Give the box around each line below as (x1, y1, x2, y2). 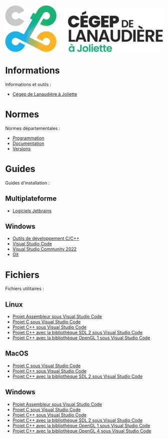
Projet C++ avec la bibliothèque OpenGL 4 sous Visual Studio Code (12, 427, 151, 434)
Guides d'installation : (5, 180, 50, 186)
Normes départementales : (5, 125, 60, 131)
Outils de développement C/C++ (12, 235, 79, 241)
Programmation (12, 135, 44, 141)
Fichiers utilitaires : (5, 285, 44, 291)
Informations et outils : (5, 81, 51, 87)
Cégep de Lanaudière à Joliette (12, 91, 77, 97)
